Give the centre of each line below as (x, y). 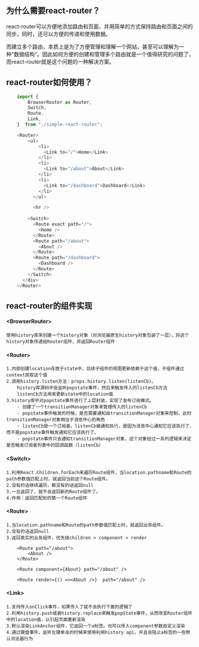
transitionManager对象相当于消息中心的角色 (56, 420)
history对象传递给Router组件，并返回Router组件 (61, 342)
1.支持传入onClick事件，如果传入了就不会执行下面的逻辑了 (69, 607)
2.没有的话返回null (28, 531)
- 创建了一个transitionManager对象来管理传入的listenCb (82, 407)
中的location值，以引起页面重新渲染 (46, 619)
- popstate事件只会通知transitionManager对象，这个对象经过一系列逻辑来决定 (104, 439)
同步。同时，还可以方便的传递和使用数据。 (59, 34)
